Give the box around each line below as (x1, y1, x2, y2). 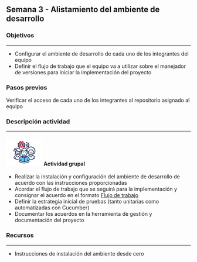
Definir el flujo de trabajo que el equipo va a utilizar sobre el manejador (14, 63, 186, 70)
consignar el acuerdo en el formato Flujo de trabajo (14, 192, 139, 199)
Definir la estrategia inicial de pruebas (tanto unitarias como (14, 198, 159, 205)
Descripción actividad (6, 117, 70, 125)
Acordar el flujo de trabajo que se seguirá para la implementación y (14, 185, 178, 192)
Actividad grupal (43, 160, 86, 167)
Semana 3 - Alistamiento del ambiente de (6, 5, 160, 15)
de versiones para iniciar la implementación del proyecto (14, 68, 152, 75)
